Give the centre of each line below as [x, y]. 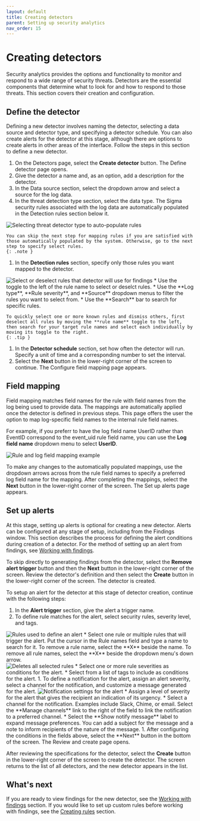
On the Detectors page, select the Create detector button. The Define [100, 163]
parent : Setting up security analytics [56, 23]
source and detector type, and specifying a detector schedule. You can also [99, 132]
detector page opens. [41, 169]
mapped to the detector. [44, 269]
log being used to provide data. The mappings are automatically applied [94, 407]
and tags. [26, 623]
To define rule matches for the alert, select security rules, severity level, [103, 616]
